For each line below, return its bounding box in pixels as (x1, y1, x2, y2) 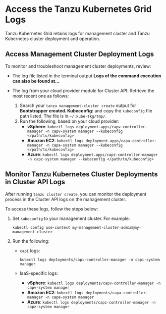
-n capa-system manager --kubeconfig (45, 143, 123, 148)
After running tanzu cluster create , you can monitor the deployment (5, 191, 147, 197)
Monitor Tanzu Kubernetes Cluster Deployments (5, 170, 158, 179)
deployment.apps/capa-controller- (85, 138, 157, 143)
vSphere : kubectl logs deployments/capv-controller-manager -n (27, 280, 161, 286)
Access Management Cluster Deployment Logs (5, 50, 154, 58)
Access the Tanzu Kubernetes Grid (5, 3, 152, 15)
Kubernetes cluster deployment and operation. (5, 36, 101, 42)
